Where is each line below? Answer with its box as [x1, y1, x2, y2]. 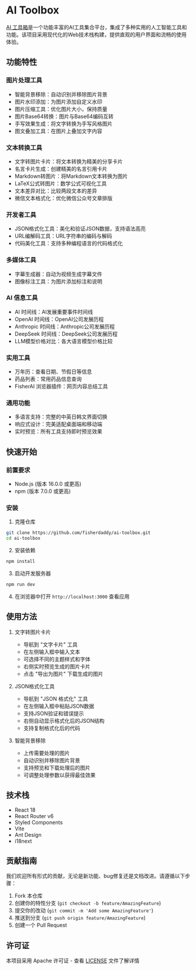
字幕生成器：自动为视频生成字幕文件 [14, 271, 103, 278]
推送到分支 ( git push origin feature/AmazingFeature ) [14, 914, 146, 921]
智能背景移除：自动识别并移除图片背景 [14, 90, 107, 97]
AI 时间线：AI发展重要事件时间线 [14, 308, 93, 315]
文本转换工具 [6, 143, 43, 151]
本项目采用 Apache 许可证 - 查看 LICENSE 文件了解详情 [6, 957, 140, 964]
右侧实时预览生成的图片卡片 [23, 663, 91, 670]
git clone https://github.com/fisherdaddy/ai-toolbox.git [6, 530, 151, 536]
